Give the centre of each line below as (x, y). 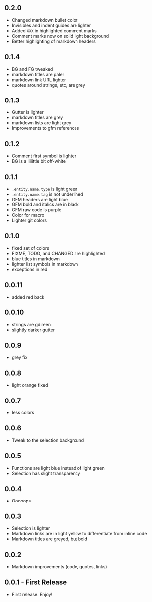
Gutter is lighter (28, 112)
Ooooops (21, 501)
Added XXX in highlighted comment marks (54, 31)
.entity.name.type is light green (45, 189)
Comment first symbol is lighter (44, 156)
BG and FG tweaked (32, 69)
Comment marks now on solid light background (60, 36)
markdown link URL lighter (39, 80)
